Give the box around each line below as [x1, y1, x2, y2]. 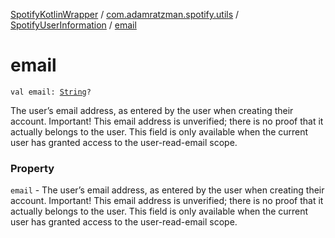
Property [10, 161, 55, 175]
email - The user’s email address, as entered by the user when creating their [10, 184, 325, 196]
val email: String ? [10, 87, 92, 97]
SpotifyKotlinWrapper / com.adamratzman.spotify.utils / [10, 9, 240, 20]
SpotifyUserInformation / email [10, 19, 137, 31]
